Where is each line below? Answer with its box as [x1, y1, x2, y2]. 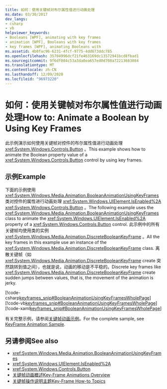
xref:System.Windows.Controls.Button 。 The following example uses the [5, 204, 154, 210]
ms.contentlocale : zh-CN [5, 68, 57, 73]
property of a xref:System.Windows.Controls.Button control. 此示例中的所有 [5, 221, 160, 227]
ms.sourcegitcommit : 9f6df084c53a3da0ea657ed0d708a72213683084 [5, 58, 139, 63]
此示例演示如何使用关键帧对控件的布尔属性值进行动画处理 [5, 140, 123, 146]
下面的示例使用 [5, 187, 36, 193]
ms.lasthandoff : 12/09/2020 [5, 72, 64, 77]
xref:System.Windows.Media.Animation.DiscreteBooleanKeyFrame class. [5, 245, 155, 251]
